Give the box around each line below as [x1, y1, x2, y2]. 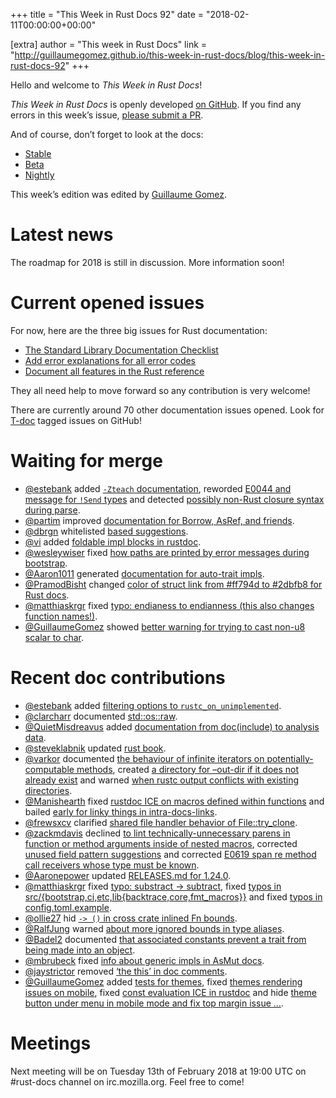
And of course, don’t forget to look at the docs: [10, 129, 204, 140]
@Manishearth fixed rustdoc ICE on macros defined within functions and [24, 795, 325, 807]
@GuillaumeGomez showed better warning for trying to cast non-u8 [24, 620, 306, 633]
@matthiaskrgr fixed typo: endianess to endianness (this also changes [24, 599, 315, 611]
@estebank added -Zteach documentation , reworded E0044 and [24, 482, 292, 494]
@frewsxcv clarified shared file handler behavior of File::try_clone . [24, 816, 298, 828]
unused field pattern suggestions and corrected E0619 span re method [24, 848, 317, 860]
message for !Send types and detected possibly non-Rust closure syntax [24, 493, 325, 505]
